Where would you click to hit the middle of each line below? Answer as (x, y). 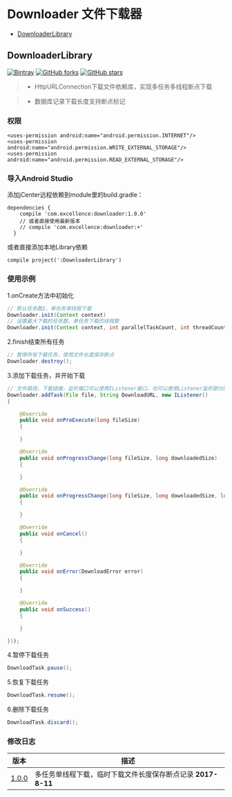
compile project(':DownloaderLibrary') (65, 260)
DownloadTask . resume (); (41, 695)
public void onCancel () (54, 533)
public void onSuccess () (55, 610)
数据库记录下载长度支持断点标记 (80, 101)
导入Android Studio (40, 178)
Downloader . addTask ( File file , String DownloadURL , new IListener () (108, 395)
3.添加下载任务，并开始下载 (46, 375)
